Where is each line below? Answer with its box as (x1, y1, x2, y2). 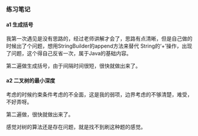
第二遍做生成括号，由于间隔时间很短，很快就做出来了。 (6, 62, 141, 69)
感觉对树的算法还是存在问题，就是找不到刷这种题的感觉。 (6, 124, 146, 131)
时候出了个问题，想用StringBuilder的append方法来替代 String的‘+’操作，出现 (6, 42, 193, 49)
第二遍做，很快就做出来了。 (6, 111, 74, 118)
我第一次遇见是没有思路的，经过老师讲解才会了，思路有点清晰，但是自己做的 (6, 35, 193, 42)
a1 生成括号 (6, 21, 34, 28)
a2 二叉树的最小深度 (6, 77, 56, 84)
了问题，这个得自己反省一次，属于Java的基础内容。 (6, 50, 132, 57)
